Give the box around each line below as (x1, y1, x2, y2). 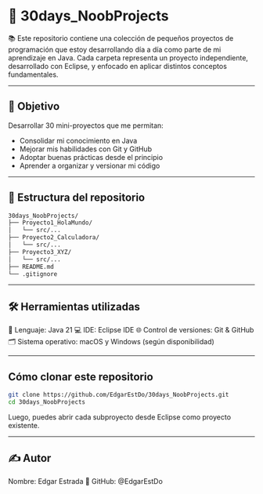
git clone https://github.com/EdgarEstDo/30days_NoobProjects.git (8, 391, 229, 399)
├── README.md (8, 263, 55, 271)
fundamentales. (8, 70, 59, 79)
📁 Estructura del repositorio (8, 191, 146, 205)
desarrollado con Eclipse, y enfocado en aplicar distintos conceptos (8, 61, 227, 71)
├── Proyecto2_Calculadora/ (8, 234, 100, 242)
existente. (8, 420, 40, 430)
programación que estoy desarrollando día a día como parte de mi (8, 45, 222, 54)
